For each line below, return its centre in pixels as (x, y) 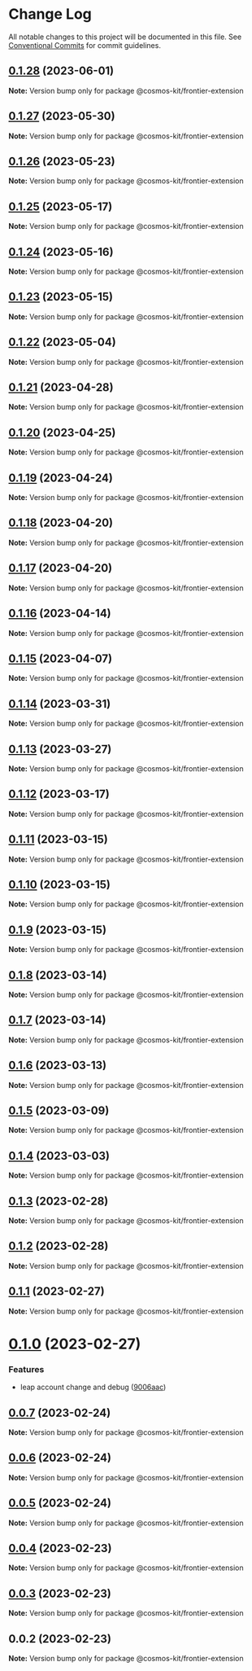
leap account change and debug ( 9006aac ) (93, 1387)
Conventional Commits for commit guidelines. (85, 45)
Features (26, 1369)
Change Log (50, 14)
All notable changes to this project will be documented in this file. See (125, 37)
